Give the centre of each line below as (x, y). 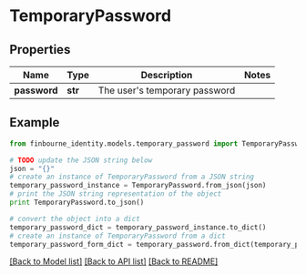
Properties (40, 50)
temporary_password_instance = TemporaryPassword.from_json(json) (138, 186)
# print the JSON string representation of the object (116, 194)
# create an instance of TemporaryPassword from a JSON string (132, 177)
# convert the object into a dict (75, 219)
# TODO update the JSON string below (81, 160)
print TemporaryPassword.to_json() (77, 203)
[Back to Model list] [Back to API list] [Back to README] (114, 261)
